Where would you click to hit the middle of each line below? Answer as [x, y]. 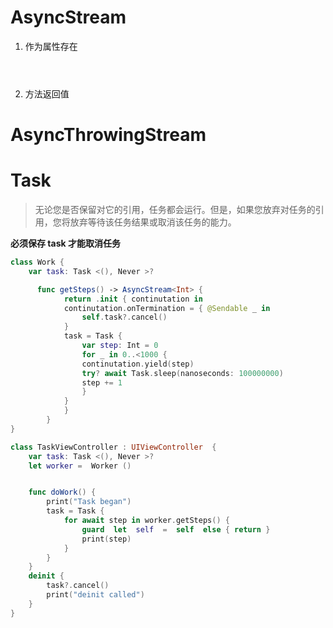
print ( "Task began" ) [89, 502]
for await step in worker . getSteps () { [146, 521]
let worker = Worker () [80, 466]
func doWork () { [62, 492]
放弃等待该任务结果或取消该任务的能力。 [153, 222]
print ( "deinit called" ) [95, 595]
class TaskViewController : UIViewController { [113, 447]
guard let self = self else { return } [176, 529]
